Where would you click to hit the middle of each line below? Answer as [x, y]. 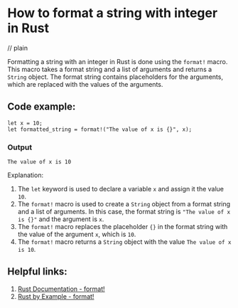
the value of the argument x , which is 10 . [77, 234]
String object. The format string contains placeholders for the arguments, [115, 77]
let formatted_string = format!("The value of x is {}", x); [100, 129]
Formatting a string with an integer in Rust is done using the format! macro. [118, 61]
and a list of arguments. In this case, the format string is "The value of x [124, 212]
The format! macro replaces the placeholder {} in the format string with [123, 227]
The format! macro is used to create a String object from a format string [124, 204]
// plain [18, 48]
